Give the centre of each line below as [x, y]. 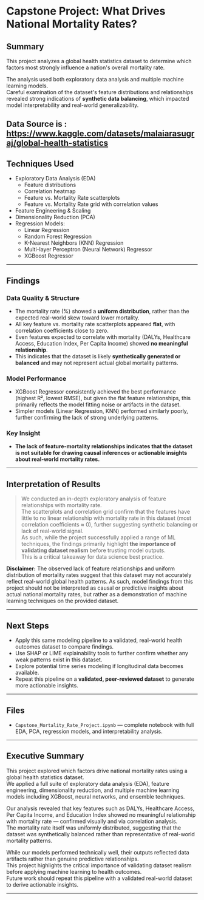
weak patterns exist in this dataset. [59, 660]
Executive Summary [45, 756]
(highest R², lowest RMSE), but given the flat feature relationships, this [103, 398]
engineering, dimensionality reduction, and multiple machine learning [93, 790]
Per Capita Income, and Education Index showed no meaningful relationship [101, 814]
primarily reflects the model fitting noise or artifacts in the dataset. [98, 404]
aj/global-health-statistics [57, 143]
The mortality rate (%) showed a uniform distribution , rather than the [102, 311]
